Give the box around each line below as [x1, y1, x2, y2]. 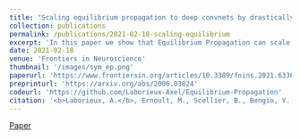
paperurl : [9, 71, 47, 80]
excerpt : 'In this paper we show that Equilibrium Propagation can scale [9, 37, 291, 47]
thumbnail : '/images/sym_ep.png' [9, 63, 134, 72]
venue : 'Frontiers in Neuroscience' [9, 54, 146, 63]
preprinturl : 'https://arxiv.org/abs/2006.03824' [9, 79, 199, 88]
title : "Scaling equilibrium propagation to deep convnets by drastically [9, 12, 295, 22]
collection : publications [9, 21, 106, 30]
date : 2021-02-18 [9, 46, 74, 55]
